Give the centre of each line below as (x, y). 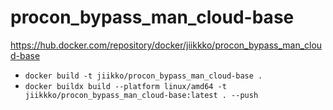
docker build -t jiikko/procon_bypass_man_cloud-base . (143, 76)
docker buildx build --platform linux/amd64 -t (125, 86)
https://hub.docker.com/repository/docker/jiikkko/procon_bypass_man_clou (166, 45)
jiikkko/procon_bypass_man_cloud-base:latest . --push (141, 95)
